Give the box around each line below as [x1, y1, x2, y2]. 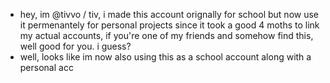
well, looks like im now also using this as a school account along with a [19, 51, 312, 63]
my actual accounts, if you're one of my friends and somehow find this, [19, 30, 314, 41]
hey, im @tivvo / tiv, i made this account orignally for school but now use [19, 9, 319, 20]
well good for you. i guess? [19, 40, 132, 52]
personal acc [19, 62, 74, 73]
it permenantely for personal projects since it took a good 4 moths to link [19, 19, 320, 31]
